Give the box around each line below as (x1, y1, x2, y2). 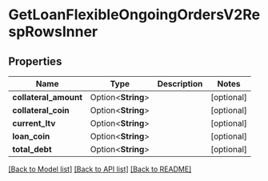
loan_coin (12, 131, 50, 142)
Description (157, 78, 203, 89)
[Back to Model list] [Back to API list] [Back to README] (8, 164, 192, 174)
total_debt (12, 144, 52, 155)
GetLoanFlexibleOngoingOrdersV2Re (8, 6, 261, 24)
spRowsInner (8, 22, 98, 41)
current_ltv (12, 118, 56, 129)
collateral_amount (12, 92, 82, 103)
